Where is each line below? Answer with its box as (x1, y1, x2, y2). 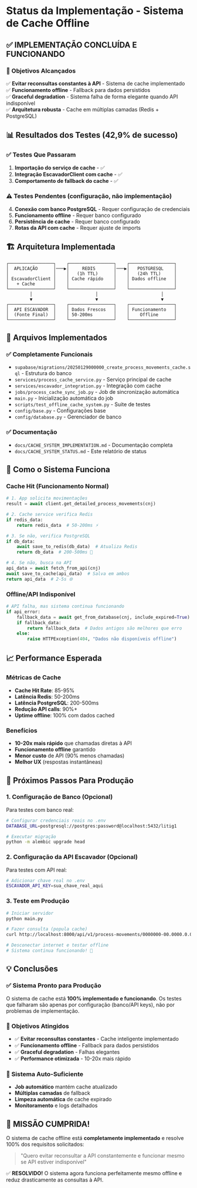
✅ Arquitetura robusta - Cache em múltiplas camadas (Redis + (6, 105, 159, 113)
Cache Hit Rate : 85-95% (14, 687, 75, 694)
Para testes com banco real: (6, 806, 74, 813)
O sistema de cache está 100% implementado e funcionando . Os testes (6, 995, 182, 1002)
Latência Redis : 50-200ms (14, 693, 80, 700)
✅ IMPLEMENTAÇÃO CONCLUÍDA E (6, 40, 137, 50)
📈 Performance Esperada (6, 653, 102, 663)
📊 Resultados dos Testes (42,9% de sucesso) (6, 130, 178, 140)
